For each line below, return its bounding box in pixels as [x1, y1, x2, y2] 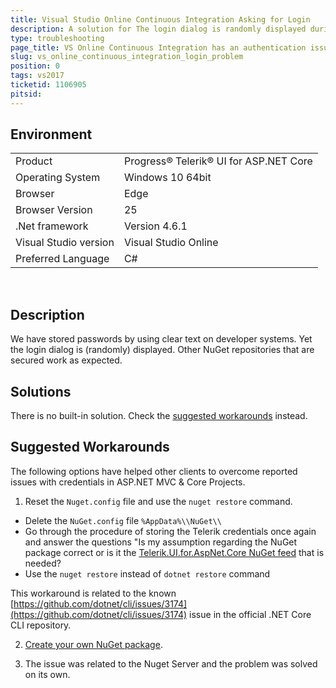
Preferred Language [15, 252, 110, 266]
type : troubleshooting [10, 33, 105, 43]
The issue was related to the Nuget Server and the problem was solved [24, 657, 318, 670]
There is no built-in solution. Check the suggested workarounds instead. [10, 410, 308, 422]
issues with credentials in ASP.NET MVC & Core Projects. [10, 476, 246, 488]
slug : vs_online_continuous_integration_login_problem [10, 52, 244, 62]
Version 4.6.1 [123, 219, 188, 233]
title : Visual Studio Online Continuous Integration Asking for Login [10, 14, 311, 25]
